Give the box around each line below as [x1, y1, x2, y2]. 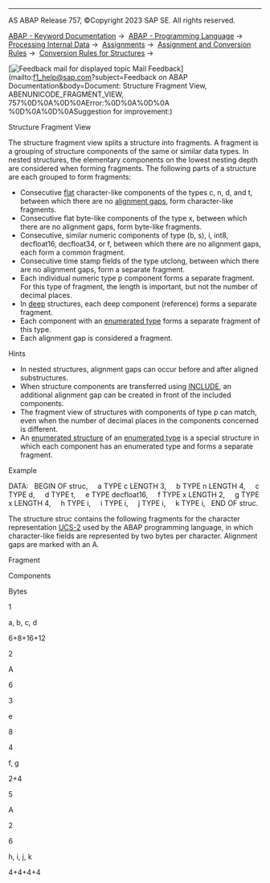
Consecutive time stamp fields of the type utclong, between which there [19, 256, 260, 266]
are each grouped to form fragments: [8, 172, 132, 181]
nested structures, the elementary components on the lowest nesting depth [8, 155, 259, 164]
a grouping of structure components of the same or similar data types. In [8, 147, 249, 155]
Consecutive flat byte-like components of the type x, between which [19, 213, 247, 222]
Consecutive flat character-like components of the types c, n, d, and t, [19, 188, 253, 197]
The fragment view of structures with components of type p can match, [19, 408, 257, 417]
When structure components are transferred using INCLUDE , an [19, 382, 231, 391]
